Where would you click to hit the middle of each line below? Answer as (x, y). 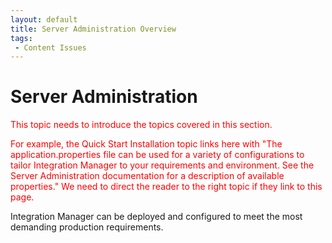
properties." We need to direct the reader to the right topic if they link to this (166, 187)
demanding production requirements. (87, 227)
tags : (21, 38)
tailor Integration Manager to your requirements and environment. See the (162, 165)
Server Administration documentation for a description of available (147, 176)
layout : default (44, 19)
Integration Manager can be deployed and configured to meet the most (156, 217)
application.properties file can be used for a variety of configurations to (157, 155)
